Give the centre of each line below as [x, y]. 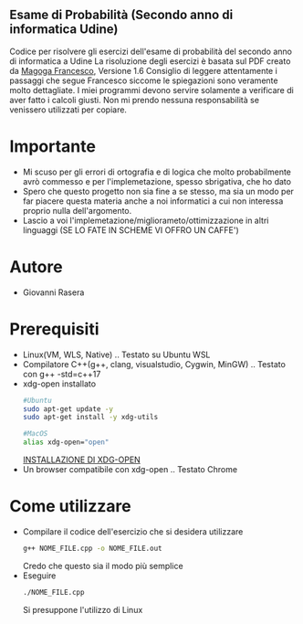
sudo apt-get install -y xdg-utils [90, 418]
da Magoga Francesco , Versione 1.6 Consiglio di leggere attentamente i [144, 70]
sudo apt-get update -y [68, 409]
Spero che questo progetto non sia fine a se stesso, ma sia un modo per [158, 191]
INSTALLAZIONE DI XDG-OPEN [82, 460]
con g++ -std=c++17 [62, 374]
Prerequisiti [54, 329]
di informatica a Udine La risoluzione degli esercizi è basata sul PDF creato [150, 61]
